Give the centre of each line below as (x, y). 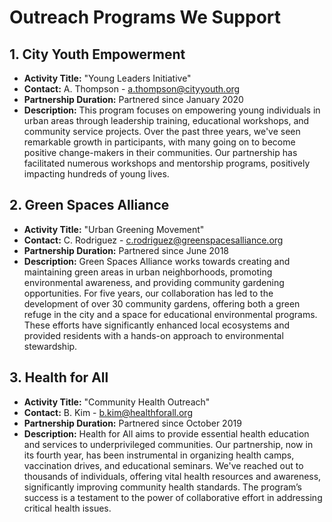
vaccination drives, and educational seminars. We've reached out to (163, 465)
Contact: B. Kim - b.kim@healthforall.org (108, 412)
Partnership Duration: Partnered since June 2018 (126, 250)
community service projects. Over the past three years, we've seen (162, 131)
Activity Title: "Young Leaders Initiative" (107, 78)
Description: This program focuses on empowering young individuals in (172, 110)
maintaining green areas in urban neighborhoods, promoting (148, 272)
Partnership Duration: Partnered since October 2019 (132, 423)
